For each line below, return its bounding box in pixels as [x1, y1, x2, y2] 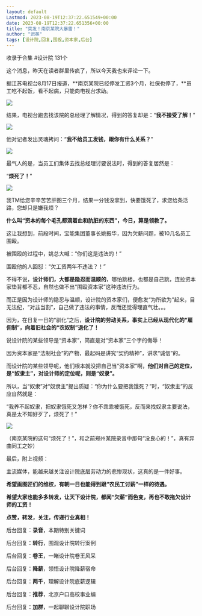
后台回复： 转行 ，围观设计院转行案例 [6, 539, 96, 546]
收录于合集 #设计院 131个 [6, 54, 68, 61]
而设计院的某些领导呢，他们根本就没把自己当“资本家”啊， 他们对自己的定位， [6, 362, 195, 369]
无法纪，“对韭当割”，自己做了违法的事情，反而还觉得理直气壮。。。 [6, 304, 170, 310]
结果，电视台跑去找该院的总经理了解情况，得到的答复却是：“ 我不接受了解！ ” [6, 112, 195, 118]
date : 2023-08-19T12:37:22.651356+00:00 [6, 20, 109, 26]
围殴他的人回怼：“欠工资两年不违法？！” [6, 263, 106, 270]
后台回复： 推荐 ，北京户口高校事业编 [6, 591, 96, 597]
